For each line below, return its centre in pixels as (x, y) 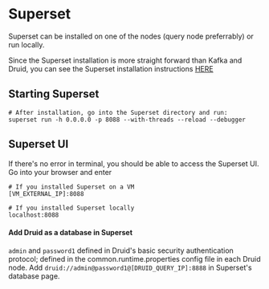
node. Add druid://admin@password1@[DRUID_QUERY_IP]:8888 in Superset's (130, 267)
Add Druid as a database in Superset (71, 233)
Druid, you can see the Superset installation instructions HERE (111, 68)
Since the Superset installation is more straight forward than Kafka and (125, 60)
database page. (34, 276)
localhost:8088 (34, 215)
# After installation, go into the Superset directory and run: (118, 112)
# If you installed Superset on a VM (71, 187)
